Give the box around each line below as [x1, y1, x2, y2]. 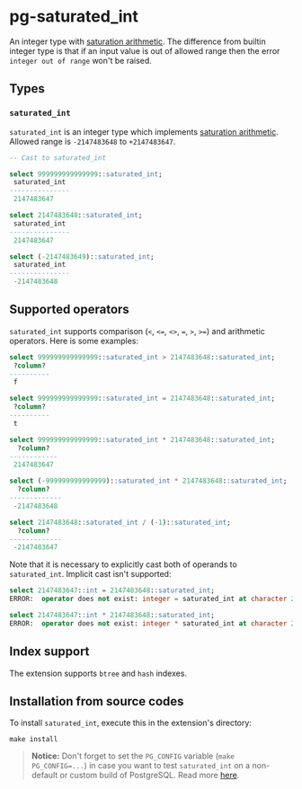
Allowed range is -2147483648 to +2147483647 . [9, 136, 176, 146]
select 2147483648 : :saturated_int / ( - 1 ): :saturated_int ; [9, 518, 231, 527]
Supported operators [9, 302, 130, 317]
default [31, 770, 58, 781]
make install [9, 735, 58, 744]
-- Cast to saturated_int [9, 153, 106, 163]
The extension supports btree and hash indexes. [9, 668, 187, 678]
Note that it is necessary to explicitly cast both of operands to [9, 559, 238, 570]
